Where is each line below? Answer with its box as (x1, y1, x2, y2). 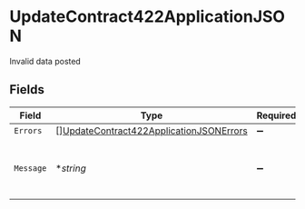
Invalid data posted (9, 55, 82, 66)
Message (14, 163, 47, 174)
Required (256, 109, 297, 122)
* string (55, 162, 86, 174)
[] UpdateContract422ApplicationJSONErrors (55, 124, 248, 137)
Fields (9, 82, 45, 97)
